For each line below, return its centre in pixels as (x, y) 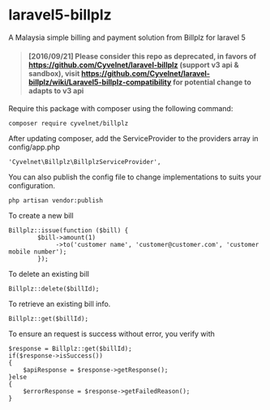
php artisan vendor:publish (56, 201)
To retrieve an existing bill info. (60, 304)
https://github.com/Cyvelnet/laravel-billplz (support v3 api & (133, 65)
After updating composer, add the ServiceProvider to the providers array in (133, 139)
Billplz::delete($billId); (54, 289)
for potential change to (212, 82)
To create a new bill (41, 216)
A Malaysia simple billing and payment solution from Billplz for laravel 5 (127, 37)
